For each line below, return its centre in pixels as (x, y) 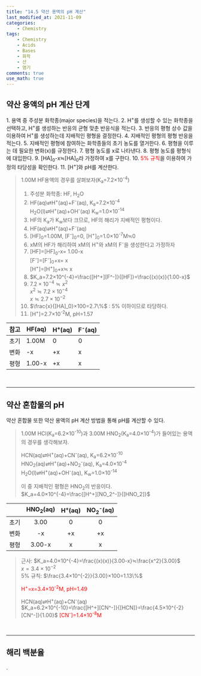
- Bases (26, 51)
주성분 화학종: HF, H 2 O (57, 194)
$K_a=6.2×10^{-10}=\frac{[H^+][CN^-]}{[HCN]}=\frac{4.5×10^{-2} (102, 608)
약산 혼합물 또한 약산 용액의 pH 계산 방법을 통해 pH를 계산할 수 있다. (86, 421)
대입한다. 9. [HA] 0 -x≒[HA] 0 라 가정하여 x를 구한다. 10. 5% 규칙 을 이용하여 (99, 159)
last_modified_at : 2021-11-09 (44, 17)
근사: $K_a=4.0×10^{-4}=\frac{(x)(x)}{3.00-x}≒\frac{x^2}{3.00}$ (100, 561)
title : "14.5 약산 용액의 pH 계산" (46, 12)
